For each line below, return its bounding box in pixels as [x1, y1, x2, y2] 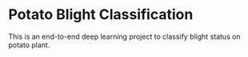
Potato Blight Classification [8, 6, 194, 24]
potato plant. [8, 40, 50, 49]
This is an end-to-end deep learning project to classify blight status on [8, 32, 242, 41]
